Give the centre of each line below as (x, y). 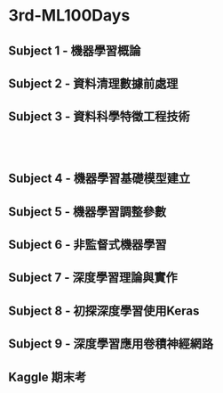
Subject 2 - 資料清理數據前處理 (93, 83)
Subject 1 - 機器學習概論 (75, 50)
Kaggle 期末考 (48, 377)
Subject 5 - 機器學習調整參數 (88, 212)
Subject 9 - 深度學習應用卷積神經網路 (111, 344)
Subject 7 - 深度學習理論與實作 (93, 278)
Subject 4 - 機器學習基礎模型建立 (100, 179)
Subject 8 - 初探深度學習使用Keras (104, 311)
